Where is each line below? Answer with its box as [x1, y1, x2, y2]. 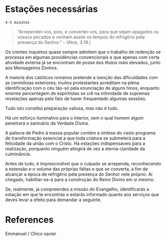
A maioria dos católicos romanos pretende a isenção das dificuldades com [5, 74, 158, 80]
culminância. [5, 151, 31, 157]
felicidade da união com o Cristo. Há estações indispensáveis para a [5, 140, 146, 146]
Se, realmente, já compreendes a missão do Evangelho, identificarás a [5, 186, 149, 192]
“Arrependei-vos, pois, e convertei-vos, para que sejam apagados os [17, 28, 159, 34]
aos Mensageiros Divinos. [5, 65, 58, 71]
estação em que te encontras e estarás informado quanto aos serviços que [5, 191, 159, 197]
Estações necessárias [5, 3, 98, 15]
